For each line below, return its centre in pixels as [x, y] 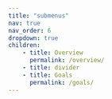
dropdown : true [33, 38]
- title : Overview [53, 53]
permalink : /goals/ [61, 82]
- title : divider [51, 68]
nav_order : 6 [30, 30]
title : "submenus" [39, 16]
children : [25, 46]
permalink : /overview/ [67, 61]
